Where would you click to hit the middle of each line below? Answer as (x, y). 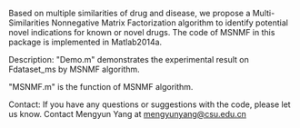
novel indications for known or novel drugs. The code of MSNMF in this (142, 32)
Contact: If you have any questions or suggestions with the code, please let (150, 104)
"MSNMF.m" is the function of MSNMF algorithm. (101, 87)
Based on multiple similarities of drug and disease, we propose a (130, 13)
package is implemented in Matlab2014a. (85, 42)
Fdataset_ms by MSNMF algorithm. (74, 69)
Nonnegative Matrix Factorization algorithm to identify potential (170, 23)
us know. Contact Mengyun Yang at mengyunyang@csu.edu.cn (128, 114)
